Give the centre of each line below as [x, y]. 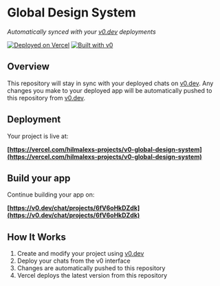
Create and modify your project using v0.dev [80, 254]
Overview [29, 67]
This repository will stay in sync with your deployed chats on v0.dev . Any [110, 83]
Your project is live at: [38, 136]
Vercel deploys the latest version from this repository [92, 276]
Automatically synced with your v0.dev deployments [81, 32]
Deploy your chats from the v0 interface [74, 261]
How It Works [37, 237]
